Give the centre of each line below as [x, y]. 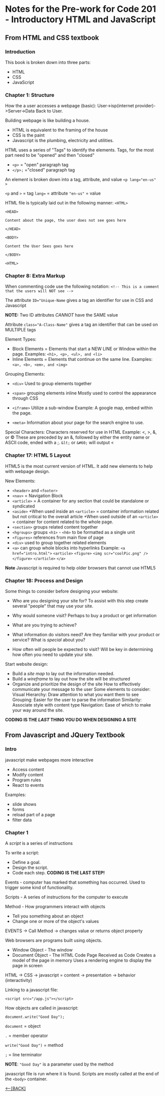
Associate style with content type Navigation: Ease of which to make [82, 705]
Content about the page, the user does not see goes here [66, 221]
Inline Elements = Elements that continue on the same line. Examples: [82, 359]
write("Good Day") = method [34, 1045]
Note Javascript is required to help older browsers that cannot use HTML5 [80, 568]
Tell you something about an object [48, 916]
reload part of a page [34, 814]
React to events [28, 785]
